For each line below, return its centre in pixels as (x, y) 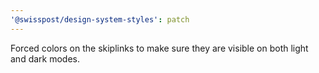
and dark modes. (45, 58)
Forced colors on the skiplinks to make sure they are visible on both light (159, 48)
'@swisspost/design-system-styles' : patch (100, 19)
